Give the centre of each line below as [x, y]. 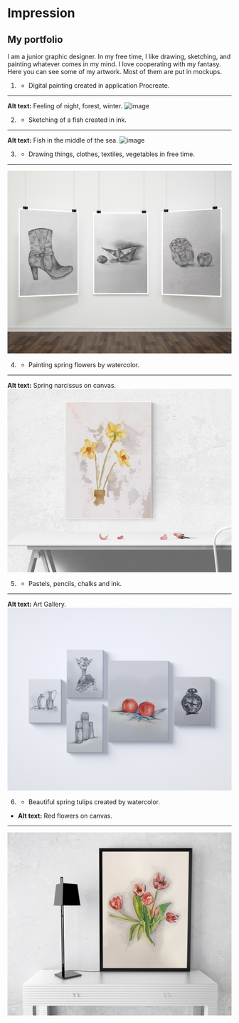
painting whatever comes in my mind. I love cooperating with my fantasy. [115, 64]
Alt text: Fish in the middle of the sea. [63, 140]
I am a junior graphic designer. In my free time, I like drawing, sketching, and [119, 56]
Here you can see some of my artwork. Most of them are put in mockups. [115, 72]
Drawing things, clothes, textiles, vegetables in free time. [112, 154]
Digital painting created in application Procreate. [99, 86]
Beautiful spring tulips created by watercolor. [94, 802]
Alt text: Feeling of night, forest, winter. [65, 106]
